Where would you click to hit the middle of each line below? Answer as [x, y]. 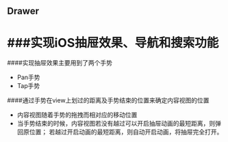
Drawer [23, 11]
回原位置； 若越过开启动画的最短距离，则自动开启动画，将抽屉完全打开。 [120, 132]
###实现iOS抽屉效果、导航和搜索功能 [113, 43]
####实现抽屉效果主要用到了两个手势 [60, 63]
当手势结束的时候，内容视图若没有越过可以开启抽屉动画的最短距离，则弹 [119, 124]
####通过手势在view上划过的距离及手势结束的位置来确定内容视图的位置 [109, 100]
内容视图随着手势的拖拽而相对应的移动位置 [77, 115]
